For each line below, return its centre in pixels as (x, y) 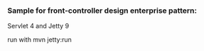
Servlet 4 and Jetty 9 (38, 26)
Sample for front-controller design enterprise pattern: (102, 11)
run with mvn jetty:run (40, 40)
